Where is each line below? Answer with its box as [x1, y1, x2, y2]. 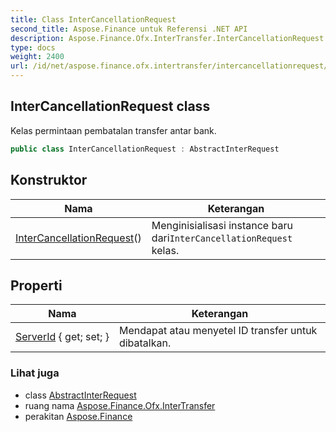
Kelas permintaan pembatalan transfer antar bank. [10, 124, 217, 136]
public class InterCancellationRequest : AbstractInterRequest [10, 144, 280, 154]
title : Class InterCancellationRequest [10, 14, 177, 25]
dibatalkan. [118, 336, 172, 350]
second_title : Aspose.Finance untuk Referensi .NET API [10, 24, 248, 34]
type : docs [10, 42, 56, 53]
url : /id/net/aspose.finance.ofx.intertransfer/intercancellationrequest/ [10, 61, 329, 71]
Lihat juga [10, 366, 60, 380]
